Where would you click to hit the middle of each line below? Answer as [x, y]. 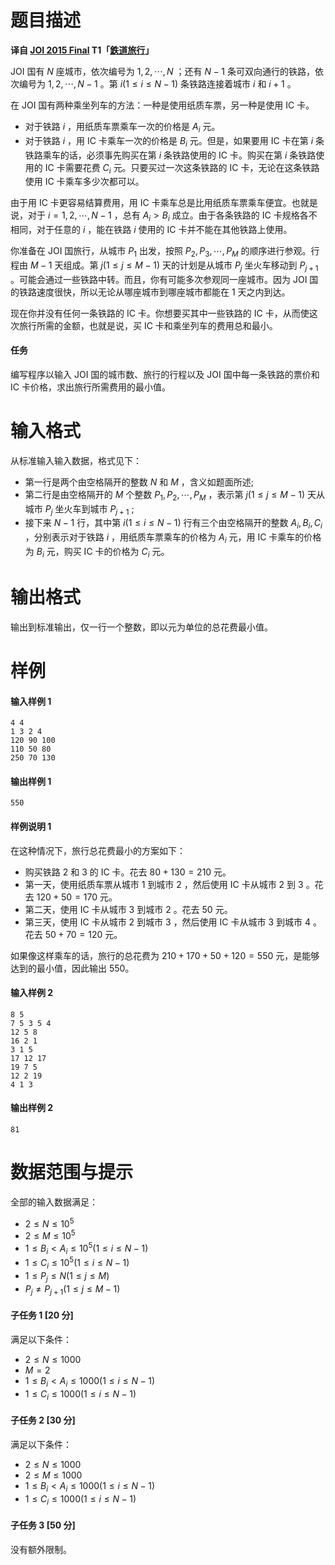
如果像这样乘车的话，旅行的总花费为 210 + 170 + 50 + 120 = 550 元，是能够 [165, 955]
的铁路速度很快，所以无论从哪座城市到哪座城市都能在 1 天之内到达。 [150, 292]
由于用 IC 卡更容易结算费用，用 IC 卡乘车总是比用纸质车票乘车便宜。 [151, 203]
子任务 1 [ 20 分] [42, 1315]
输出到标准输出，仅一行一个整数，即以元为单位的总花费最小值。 [141, 627]
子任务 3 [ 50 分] [43, 1525]
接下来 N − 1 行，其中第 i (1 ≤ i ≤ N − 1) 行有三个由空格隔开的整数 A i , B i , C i [173, 524]
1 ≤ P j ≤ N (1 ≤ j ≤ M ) [67, 1277]
